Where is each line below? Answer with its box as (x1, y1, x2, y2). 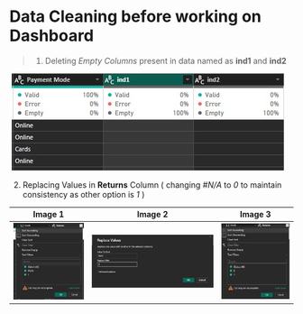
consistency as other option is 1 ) (22, 189, 145, 199)
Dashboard (9, 25, 95, 46)
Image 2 (136, 209, 169, 220)
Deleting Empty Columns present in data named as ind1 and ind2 (44, 55, 287, 66)
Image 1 (32, 209, 65, 220)
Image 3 (240, 209, 271, 220)
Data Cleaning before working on (9, 6, 262, 27)
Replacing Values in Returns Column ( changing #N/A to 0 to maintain (22, 179, 282, 190)
